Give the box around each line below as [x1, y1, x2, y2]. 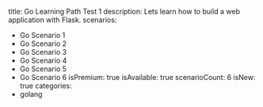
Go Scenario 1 [19, 31, 66, 40]
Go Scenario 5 [19, 64, 67, 74]
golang [19, 90, 43, 98]
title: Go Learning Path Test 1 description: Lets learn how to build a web [8, 7, 240, 16]
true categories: [19, 81, 72, 90]
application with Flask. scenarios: [8, 15, 117, 25]
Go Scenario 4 [19, 55, 67, 65]
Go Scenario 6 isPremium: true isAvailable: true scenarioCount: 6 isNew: [19, 73, 256, 82]
